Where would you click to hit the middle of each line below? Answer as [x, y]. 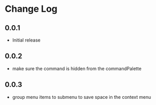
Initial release [26, 40]
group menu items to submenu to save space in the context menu [82, 97]
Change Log [31, 9]
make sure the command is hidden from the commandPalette [77, 68]
